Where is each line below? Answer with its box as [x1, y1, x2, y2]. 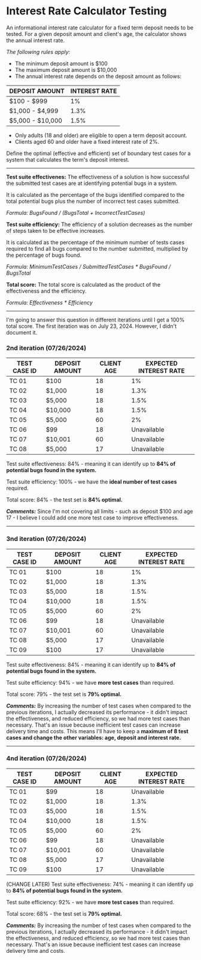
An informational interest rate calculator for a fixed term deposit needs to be [6, 24, 194, 31]
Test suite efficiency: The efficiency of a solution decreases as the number [6, 220, 193, 228]
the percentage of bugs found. [6, 251, 82, 259]
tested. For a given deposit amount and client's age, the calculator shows [6, 30, 187, 37]
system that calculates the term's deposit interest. [6, 156, 130, 163]
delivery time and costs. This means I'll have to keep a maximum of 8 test [6, 727, 188, 734]
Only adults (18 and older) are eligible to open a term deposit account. [14, 132, 187, 139]
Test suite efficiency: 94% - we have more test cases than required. [6, 679, 175, 686]
